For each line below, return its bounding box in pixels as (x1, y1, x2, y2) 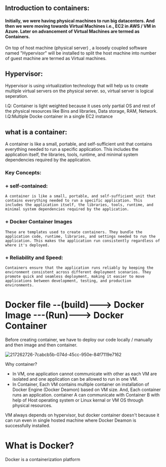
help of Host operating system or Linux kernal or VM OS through (12, 397, 144, 403)
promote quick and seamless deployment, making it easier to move (5, 274, 145, 279)
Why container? (5, 361, 38, 367)
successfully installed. (5, 422, 50, 428)
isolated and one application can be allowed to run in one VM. (12, 376, 138, 382)
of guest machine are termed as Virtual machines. (5, 55, 107, 61)
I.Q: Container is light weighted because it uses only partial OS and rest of (5, 103, 156, 109)
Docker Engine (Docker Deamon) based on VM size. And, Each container (12, 387, 161, 393)
